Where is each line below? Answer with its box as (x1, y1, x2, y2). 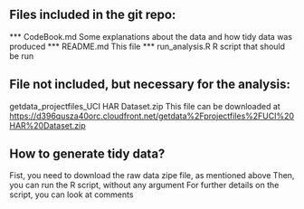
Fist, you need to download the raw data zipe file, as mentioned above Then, (9, 170, 295, 181)
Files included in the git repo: (9, 7, 176, 23)
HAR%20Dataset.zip (9, 119, 86, 130)
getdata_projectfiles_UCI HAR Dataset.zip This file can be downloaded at (9, 100, 280, 111)
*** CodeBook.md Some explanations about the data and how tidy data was (9, 31, 292, 42)
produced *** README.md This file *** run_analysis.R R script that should (9, 41, 286, 52)
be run (9, 50, 34, 62)
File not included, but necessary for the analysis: (9, 77, 291, 92)
